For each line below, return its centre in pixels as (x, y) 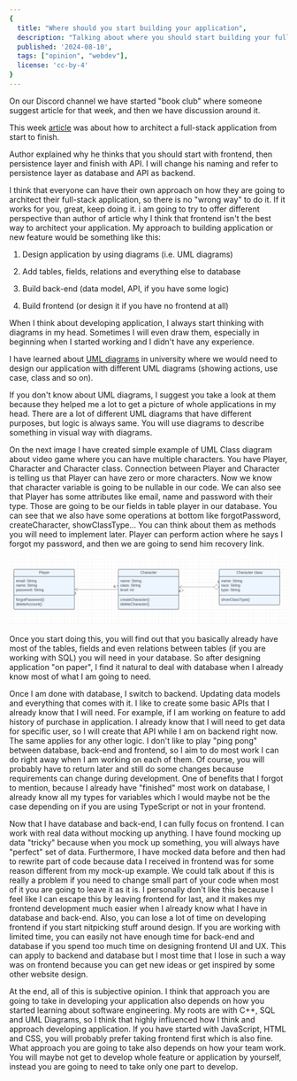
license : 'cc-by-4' (53, 66)
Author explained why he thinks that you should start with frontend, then (141, 154)
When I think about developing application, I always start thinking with (137, 322)
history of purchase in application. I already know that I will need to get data (147, 722)
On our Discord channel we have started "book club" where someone (136, 101)
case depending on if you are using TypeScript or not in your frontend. (138, 807)
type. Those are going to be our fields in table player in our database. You (143, 506)
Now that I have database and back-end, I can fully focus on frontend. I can (147, 823)
